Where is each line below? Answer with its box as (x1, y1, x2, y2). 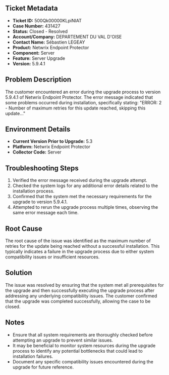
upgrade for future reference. (12, 364, 74, 370)
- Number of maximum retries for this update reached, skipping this (5, 105, 146, 111)
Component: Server (12, 50, 55, 56)
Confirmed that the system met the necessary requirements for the (12, 194, 152, 200)
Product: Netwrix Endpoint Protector (12, 44, 89, 50)
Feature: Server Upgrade (12, 55, 66, 61)
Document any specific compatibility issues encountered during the (12, 358, 154, 364)
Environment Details (5, 125, 71, 134)
